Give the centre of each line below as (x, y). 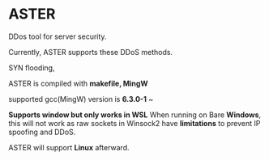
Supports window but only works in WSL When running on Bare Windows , (135, 115)
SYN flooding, (32, 67)
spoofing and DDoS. (42, 132)
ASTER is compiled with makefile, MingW (78, 83)
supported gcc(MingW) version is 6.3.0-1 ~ (81, 99)
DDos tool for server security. (58, 36)
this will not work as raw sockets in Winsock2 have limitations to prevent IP (134, 123)
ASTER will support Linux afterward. (69, 147)
